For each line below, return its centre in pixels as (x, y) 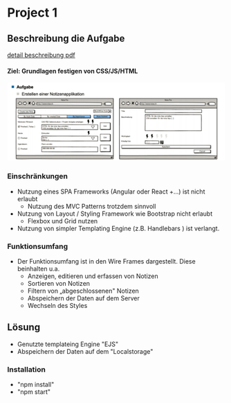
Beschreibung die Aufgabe (66, 38)
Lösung (24, 327)
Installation (27, 369)
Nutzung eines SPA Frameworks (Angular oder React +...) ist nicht (111, 191)
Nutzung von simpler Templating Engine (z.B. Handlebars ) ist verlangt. (118, 228)
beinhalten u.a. (38, 268)
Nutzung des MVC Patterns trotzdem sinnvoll (92, 206)
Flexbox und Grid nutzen (63, 221)
